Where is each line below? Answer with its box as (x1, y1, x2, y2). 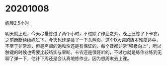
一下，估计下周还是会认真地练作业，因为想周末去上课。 (18, 55, 132, 61)
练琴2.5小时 (5, 20, 29, 26)
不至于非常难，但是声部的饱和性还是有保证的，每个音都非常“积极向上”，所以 (5, 43, 162, 49)
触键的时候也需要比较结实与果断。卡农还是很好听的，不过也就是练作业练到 (5, 49, 158, 55)
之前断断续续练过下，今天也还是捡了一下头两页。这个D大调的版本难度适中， (5, 37, 161, 43)
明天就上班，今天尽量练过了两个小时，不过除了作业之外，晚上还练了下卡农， (5, 30, 162, 36)
